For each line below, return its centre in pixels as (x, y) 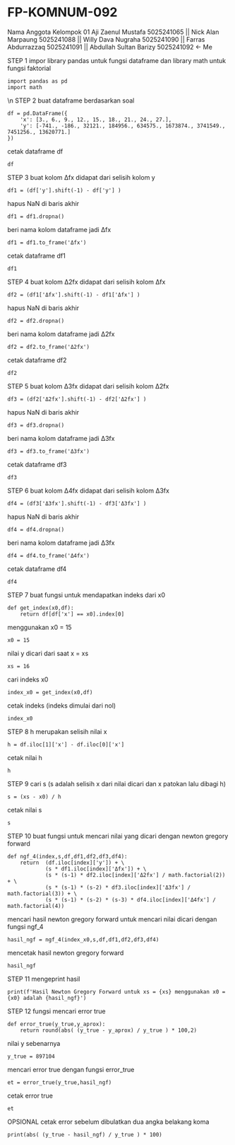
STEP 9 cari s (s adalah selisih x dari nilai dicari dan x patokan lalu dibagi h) (117, 783)
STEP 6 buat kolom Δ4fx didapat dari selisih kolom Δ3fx (88, 490)
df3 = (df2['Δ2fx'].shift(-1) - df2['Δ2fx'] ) (77, 399)
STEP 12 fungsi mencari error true (56, 1011)
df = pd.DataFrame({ (38, 113)
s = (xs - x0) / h (34, 797)
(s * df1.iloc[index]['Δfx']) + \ (96, 869)
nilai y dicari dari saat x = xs (48, 653)
